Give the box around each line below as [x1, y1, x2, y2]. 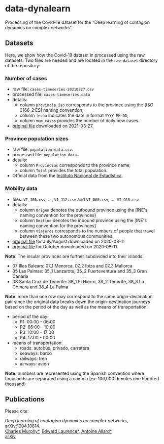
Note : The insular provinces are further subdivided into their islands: [5, 253, 144, 259]
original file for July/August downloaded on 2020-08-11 [12, 238, 125, 244]
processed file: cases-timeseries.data [12, 91, 90, 97]
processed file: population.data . [12, 152, 78, 158]
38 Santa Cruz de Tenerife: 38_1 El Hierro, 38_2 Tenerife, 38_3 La [12, 278, 144, 284]
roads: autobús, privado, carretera [19, 345, 90, 351]
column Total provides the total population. [19, 168, 108, 174]
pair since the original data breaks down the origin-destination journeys [5, 299, 150, 305]
